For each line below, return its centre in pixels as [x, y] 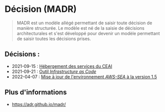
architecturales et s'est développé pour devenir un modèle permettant [88, 33]
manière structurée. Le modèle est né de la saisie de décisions [81, 28]
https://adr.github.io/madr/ [39, 104]
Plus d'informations [36, 92]
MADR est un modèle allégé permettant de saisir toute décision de [84, 23]
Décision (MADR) [41, 9]
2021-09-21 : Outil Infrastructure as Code [54, 71]
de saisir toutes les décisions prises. [54, 39]
